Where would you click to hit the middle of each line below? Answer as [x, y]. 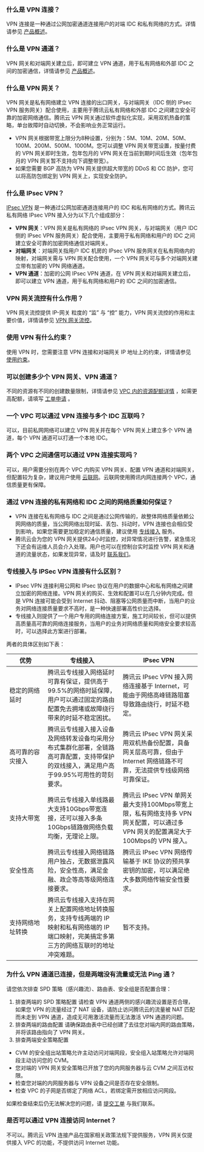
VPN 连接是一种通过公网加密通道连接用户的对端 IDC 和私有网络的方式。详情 [101, 24]
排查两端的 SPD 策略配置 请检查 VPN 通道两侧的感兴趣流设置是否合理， [104, 1001]
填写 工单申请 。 [53, 399]
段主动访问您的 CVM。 [43, 1060]
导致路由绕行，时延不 [153, 704]
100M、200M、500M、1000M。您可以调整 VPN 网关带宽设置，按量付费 [105, 145]
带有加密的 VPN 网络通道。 [54, 266]
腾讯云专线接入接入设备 [81, 730]
